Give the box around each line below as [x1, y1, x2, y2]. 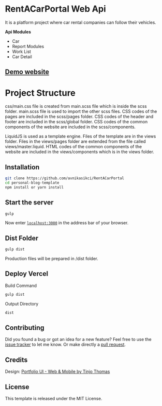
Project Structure [5, 87, 76, 98]
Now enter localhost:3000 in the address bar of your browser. [5, 220, 129, 226]
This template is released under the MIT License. [5, 396, 103, 402]
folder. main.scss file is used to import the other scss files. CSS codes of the [5, 108, 157, 115]
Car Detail [12, 53, 32, 59]
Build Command [5, 283, 37, 288]
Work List [12, 49, 31, 54]
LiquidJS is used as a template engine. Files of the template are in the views [5, 134, 156, 139]
